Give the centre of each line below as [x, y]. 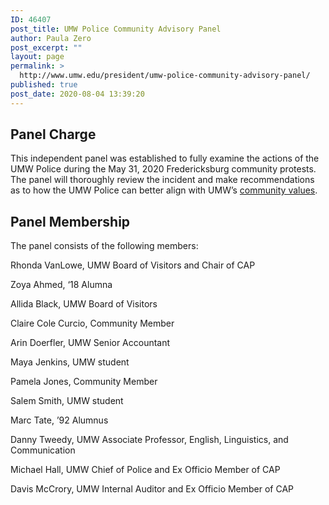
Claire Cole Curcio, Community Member [92, 323]
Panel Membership [70, 221]
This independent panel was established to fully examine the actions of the [165, 158]
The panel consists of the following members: [104, 246]
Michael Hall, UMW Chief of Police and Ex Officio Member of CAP [145, 470]
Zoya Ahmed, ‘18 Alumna [61, 285]
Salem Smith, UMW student [67, 401]
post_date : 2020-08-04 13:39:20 [77, 94]
